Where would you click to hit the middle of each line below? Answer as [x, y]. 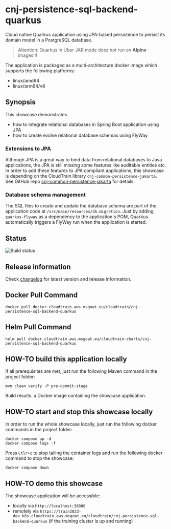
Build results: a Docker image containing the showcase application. [76, 396]
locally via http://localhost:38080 [49, 506]
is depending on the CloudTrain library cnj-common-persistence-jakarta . [81, 176]
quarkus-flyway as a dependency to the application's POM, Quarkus [77, 217]
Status [16, 238]
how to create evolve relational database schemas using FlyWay [80, 135]
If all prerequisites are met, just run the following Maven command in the [81, 371]
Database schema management [45, 195]
